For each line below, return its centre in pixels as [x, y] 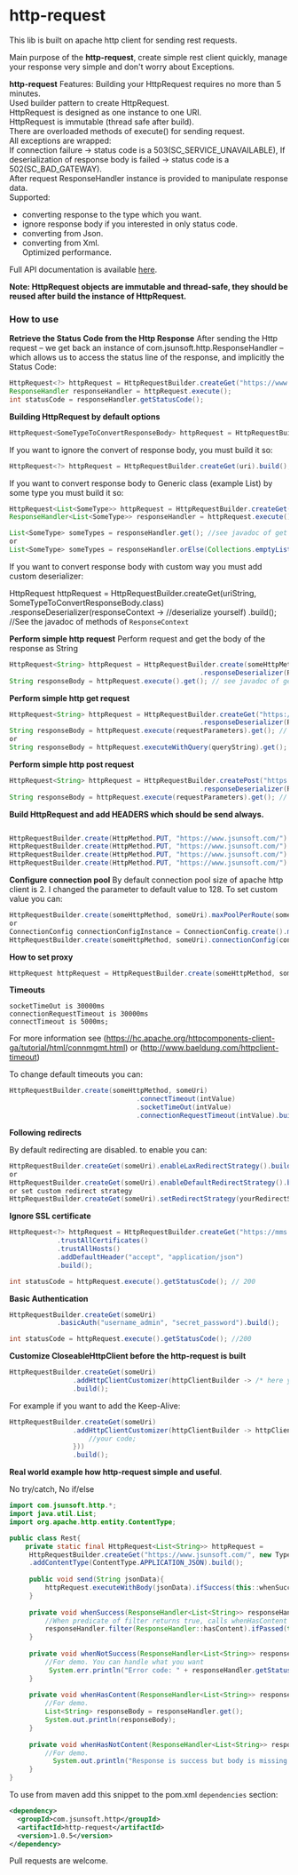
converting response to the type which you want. [112, 214]
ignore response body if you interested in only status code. [129, 224]
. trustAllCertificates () [102, 1241]
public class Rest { [45, 1538]
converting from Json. [63, 233]
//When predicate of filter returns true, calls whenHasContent [166, 1621]
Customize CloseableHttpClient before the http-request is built [128, 1356]
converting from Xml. [61, 243]
